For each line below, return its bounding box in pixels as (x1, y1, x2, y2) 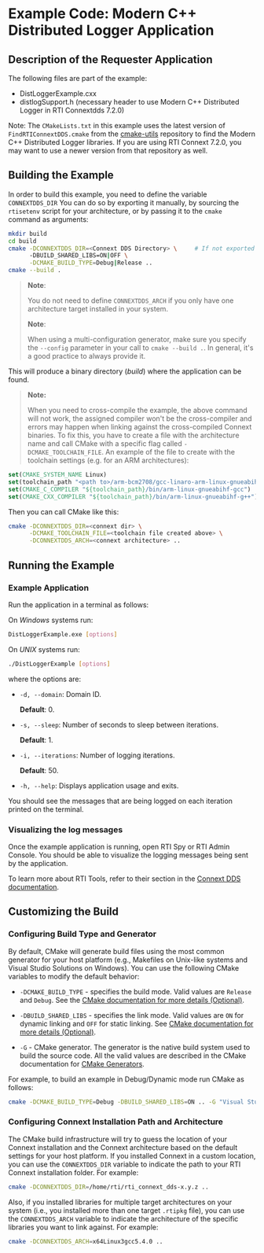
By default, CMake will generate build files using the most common (8, 946, 225, 956)
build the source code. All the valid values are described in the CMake (19, 1051, 247, 1060)
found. (8, 375, 30, 385)
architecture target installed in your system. (27, 304, 169, 314)
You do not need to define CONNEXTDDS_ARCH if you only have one (27, 296, 234, 305)
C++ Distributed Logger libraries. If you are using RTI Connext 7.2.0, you (8, 138, 242, 146)
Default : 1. (19, 735, 53, 744)
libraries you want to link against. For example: (8, 1222, 159, 1232)
